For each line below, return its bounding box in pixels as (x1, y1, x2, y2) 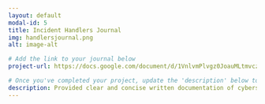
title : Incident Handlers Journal (8, 26, 122, 34)
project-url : (8, 62, 51, 71)
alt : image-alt (8, 41, 58, 49)
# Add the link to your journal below (8, 55, 136, 63)
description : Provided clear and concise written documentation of (8, 84, 235, 91)
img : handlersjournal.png (8, 33, 93, 42)
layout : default (8, 11, 62, 20)
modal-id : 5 (8, 19, 47, 27)
